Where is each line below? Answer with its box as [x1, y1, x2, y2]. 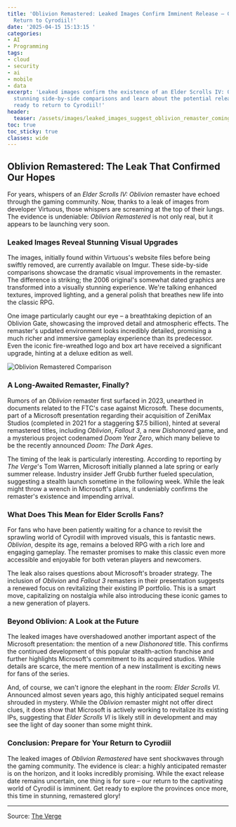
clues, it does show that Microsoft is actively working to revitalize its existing [7, 705, 229, 714]
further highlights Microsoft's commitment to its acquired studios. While [7, 655, 216, 663]
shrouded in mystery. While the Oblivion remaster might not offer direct [7, 698, 214, 707]
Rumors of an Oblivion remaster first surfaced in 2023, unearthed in [7, 396, 204, 405]
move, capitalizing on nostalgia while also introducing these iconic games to [7, 591, 228, 599]
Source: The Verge [7, 812, 62, 820]
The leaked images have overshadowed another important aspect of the [7, 632, 216, 641]
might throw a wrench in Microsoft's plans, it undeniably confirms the [7, 484, 209, 493]
